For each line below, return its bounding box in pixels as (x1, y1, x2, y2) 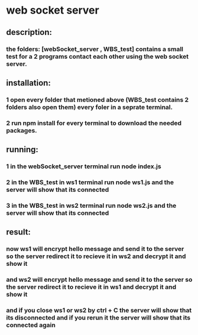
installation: (6, 78, 51, 88)
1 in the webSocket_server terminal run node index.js (6, 162, 161, 170)
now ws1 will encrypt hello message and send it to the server (6, 245, 184, 253)
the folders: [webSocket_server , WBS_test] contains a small (6, 45, 184, 53)
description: (6, 27, 52, 37)
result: (6, 227, 31, 237)
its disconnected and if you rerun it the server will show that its (6, 314, 191, 322)
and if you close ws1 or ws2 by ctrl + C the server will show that (6, 306, 192, 314)
